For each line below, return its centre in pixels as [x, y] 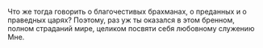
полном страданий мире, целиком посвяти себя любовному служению [131, 28]
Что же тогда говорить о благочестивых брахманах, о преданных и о [127, 12]
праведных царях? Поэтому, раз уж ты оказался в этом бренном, [121, 20]
